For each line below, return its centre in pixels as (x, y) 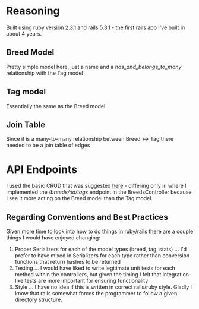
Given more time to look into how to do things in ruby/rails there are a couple (100, 231)
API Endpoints (42, 169)
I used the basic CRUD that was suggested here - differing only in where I (96, 186)
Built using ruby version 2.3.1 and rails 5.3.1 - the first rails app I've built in (96, 27)
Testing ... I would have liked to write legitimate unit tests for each (95, 268)
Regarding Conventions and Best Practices (87, 217)
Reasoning (33, 11)
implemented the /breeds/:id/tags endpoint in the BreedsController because (99, 192)
